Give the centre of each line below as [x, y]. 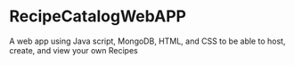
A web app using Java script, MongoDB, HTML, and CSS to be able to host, [147, 41]
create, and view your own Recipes [73, 50]
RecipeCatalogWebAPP [98, 16]
